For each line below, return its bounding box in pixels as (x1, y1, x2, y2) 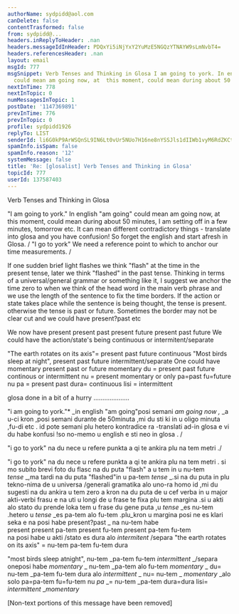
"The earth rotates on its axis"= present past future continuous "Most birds (7, 349, 228, 358)
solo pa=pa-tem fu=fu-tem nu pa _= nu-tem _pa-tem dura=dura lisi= (7, 577, 208, 586)
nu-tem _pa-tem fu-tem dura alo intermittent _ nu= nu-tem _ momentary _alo (7, 569, 231, 578)
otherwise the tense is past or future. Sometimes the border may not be (7, 306, 217, 315)
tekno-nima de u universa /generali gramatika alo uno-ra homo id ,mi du (7, 480, 218, 489)
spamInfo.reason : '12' (7, 150, 75, 157)
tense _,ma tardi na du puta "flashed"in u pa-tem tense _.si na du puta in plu (7, 472, 230, 481)
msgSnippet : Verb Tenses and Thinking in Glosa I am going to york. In (7, 70, 224, 77)
